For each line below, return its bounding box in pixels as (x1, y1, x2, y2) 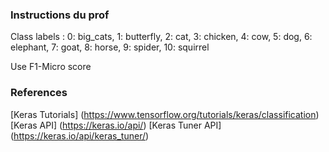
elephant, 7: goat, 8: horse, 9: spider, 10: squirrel (10, 41, 210, 53)
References (10, 86, 68, 100)
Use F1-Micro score (10, 61, 92, 73)
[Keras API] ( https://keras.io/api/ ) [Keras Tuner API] (10, 119, 222, 131)
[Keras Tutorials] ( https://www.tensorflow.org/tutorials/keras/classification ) (10, 108, 320, 120)
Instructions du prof (10, 8, 110, 22)
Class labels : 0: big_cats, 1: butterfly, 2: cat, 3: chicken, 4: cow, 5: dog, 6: (10, 31, 313, 43)
